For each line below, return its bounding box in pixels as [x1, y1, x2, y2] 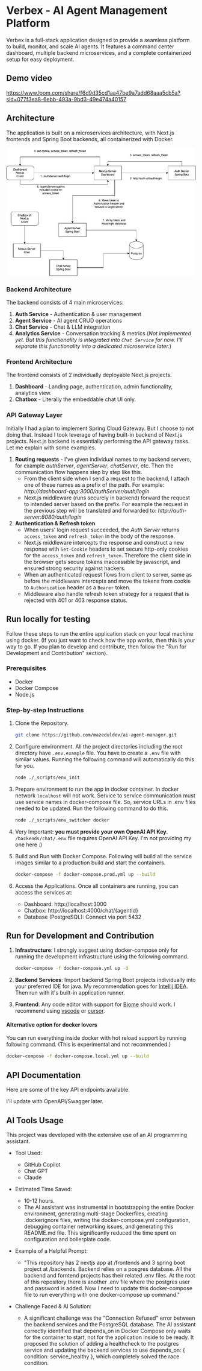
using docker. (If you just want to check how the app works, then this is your [6, 636, 195, 644]
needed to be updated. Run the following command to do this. [14, 805, 168, 812]
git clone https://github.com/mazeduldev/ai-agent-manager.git [14, 732, 177, 738]
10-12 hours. [23, 1197, 55, 1204]
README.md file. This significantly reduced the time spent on [23, 1229, 177, 1236]
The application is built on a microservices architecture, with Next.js [6, 129, 174, 136]
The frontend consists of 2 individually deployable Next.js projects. [6, 372, 173, 379]
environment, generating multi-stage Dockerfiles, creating [23, 1210, 168, 1217]
